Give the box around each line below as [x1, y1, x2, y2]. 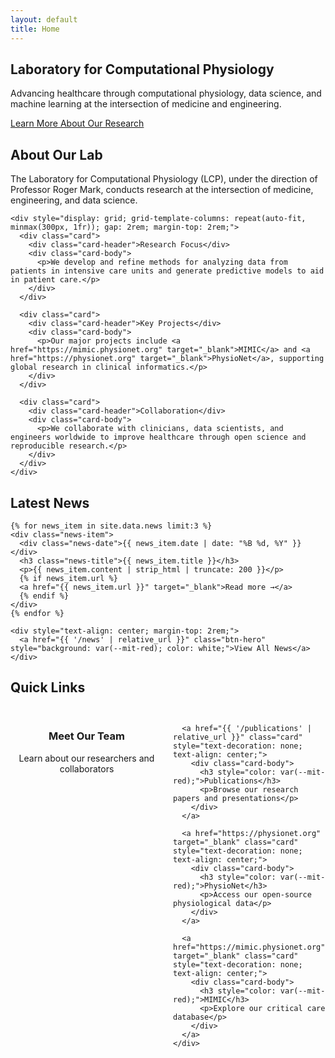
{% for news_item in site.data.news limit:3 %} [10, 521, 213, 531]
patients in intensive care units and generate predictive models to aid [10, 266, 325, 276]
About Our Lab [10, 146, 103, 163]
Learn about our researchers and [18, 752, 155, 764]
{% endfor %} [10, 608, 65, 618]
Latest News [10, 494, 90, 511]
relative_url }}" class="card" [173, 732, 303, 743]
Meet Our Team [48, 729, 125, 743]
